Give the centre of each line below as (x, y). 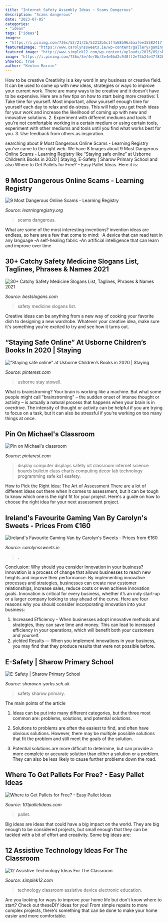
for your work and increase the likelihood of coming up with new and (76, 112)
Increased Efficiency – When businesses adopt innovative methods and (86, 620)
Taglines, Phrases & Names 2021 (57, 269)
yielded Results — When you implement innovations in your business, (84, 641)
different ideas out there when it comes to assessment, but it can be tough (82, 491)
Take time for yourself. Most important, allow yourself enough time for (77, 101)
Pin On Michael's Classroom (50, 434)
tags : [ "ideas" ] (22, 33)
